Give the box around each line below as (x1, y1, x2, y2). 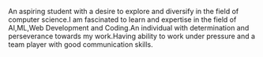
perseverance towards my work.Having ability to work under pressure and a (8, 31, 255, 41)
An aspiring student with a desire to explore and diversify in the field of (8, 7, 239, 16)
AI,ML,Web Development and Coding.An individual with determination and (8, 23, 250, 32)
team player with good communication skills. (8, 40, 154, 49)
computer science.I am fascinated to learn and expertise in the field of (8, 15, 237, 24)
